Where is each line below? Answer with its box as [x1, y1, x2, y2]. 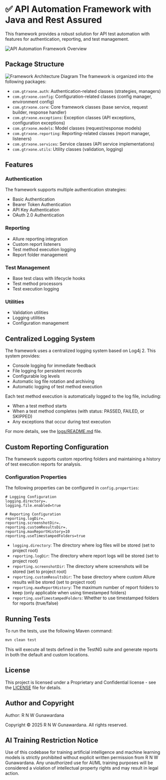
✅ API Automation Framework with [5, 3, 152, 15]
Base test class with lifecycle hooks [12, 276, 85, 282]
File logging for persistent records [12, 368, 82, 374]
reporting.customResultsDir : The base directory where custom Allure [12, 574, 156, 580]
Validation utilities [12, 309, 49, 316]
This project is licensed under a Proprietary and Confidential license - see [5, 679, 157, 685]
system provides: [5, 353, 41, 359]
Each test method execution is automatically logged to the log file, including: [5, 393, 162, 399]
